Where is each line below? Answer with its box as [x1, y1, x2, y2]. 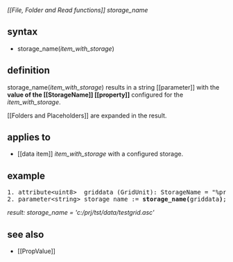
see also [7, 229, 44, 240]
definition [7, 65, 51, 76]
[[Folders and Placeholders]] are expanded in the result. [7, 111, 167, 120]
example [7, 170, 46, 181]
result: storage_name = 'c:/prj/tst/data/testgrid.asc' [7, 208, 155, 217]
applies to [7, 131, 51, 143]
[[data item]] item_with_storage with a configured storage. [17, 149, 184, 158]
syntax [7, 26, 38, 38]
